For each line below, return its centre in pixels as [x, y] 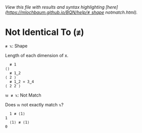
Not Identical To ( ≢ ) [45, 32]
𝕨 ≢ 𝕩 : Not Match [23, 95]
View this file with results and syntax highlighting [55, 7]
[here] [112, 7]
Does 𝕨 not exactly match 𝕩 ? [35, 104]
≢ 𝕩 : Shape [17, 46]
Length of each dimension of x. [37, 55]
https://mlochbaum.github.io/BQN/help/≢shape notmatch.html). [72, 12]
